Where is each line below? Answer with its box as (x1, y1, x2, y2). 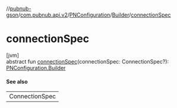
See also (6, 78, 28, 85)
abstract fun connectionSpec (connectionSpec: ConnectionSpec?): (6, 58, 169, 65)
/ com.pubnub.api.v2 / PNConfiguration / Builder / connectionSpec (18, 11, 171, 18)
